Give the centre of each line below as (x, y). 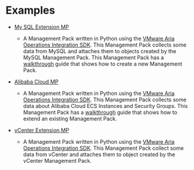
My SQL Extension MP (42, 27)
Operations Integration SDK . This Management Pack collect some (103, 148)
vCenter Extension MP (42, 130)
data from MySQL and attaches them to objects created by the (100, 51)
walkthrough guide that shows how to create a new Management (103, 64)
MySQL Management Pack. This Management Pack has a (93, 57)
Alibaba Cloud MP (36, 82)
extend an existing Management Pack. (70, 118)
